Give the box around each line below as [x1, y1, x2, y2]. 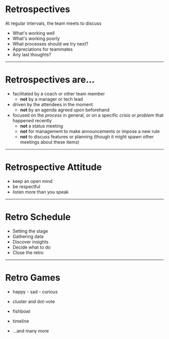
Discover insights [12, 238, 49, 245]
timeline [12, 318, 29, 324]
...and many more [12, 327, 49, 334]
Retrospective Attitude [5, 162, 102, 173]
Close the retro [12, 249, 44, 256]
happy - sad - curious [12, 288, 58, 295]
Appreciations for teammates [12, 46, 73, 52]
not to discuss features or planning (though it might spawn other [20, 133, 154, 139]
